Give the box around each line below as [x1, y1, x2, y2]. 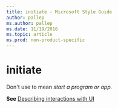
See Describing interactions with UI [6, 95, 95, 102]
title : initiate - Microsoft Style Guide [6, 8, 113, 15]
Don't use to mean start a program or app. [6, 83, 113, 90]
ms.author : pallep [6, 20, 53, 26]
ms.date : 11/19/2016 [6, 25, 59, 32]
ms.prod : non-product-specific [6, 37, 85, 43]
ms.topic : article [6, 32, 53, 38]
